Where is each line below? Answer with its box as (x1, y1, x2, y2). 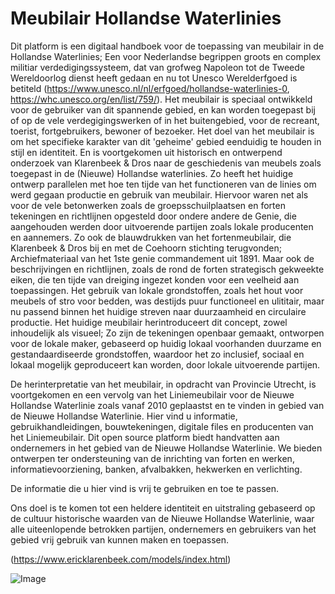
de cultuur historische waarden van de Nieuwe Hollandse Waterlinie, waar (10, 512, 315, 524)
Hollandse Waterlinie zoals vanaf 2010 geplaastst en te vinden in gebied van (10, 399, 325, 411)
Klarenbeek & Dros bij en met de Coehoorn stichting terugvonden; (10, 242, 282, 254)
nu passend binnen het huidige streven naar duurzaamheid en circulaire (10, 305, 307, 317)
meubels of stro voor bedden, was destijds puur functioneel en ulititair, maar (10, 295, 325, 307)
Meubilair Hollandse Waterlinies (10, 7, 282, 30)
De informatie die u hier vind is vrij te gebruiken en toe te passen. (10, 482, 279, 494)
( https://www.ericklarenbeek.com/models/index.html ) (10, 553, 232, 565)
